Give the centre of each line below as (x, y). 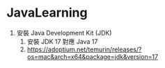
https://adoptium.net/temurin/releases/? (84, 49)
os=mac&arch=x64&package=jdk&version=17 (92, 56)
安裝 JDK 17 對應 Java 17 (62, 41)
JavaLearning (47, 13)
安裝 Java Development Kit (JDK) (64, 33)
